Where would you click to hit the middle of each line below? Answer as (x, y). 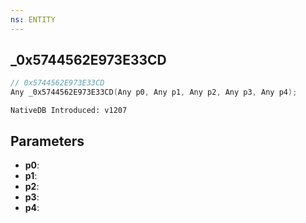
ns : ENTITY (33, 19)
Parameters (47, 141)
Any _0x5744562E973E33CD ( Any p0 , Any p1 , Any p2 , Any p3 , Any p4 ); (154, 92)
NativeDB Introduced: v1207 (69, 111)
